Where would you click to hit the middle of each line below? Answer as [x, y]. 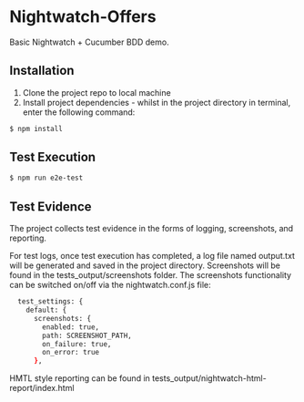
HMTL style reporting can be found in [80, 378]
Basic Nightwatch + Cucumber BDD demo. [90, 42]
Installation [42, 71]
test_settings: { [51, 302]
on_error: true [71, 353]
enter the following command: [79, 112]
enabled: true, [71, 327]
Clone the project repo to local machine [96, 92]
